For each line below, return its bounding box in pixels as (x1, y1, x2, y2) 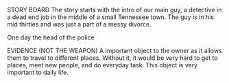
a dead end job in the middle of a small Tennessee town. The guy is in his (7, 13, 215, 21)
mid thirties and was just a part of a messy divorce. (7, 20, 152, 28)
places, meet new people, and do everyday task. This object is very (7, 61, 198, 69)
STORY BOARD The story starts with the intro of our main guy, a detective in (7, 6, 222, 14)
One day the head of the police (7, 33, 95, 41)
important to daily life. (7, 68, 69, 76)
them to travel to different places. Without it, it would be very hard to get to (7, 54, 218, 62)
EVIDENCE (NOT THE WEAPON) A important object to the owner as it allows (7, 47, 223, 54)
